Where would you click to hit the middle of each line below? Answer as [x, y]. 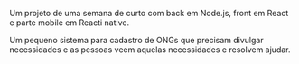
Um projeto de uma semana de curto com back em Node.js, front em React [149, 13]
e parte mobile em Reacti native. [69, 23]
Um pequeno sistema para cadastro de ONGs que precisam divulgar [136, 40]
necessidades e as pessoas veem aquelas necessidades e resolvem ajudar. [150, 50]
